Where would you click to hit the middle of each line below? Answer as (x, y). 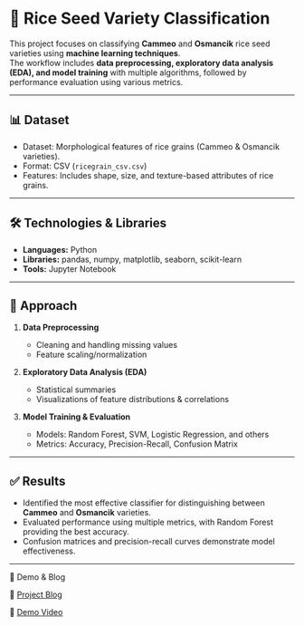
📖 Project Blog (36, 595)
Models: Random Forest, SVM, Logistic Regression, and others (152, 435)
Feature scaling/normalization (91, 355)
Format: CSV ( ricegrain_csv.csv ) (85, 166)
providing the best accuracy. (76, 532)
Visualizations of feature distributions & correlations (132, 400)
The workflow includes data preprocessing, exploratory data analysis (142, 63)
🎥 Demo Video (36, 612)
